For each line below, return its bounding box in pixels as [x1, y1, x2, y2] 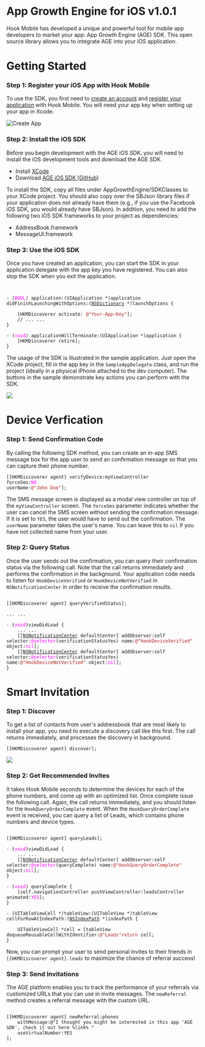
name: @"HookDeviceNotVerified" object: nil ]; [6, 659, 122, 666]
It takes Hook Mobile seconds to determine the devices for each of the [6, 785, 185, 793]
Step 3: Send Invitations [6, 970, 80, 978]
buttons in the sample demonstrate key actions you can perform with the [6, 374, 190, 381]
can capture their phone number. [6, 462, 89, 470]
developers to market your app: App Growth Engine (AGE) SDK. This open [6, 31, 193, 38]
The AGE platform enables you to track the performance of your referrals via [6, 983, 199, 991]
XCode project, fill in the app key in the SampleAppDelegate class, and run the [6, 360, 199, 368]
